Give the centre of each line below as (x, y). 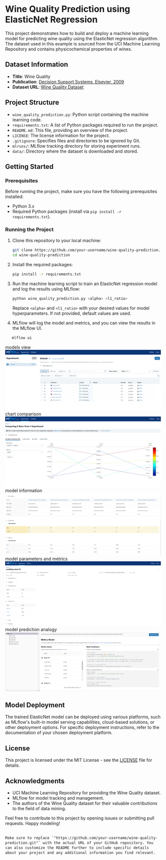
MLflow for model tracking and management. (58, 798)
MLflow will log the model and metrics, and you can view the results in (84, 323)
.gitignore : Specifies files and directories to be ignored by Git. (76, 141)
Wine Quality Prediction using (68, 9)
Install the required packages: (42, 265)
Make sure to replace (27, 838)
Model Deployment (35, 705)
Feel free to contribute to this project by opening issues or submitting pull (80, 818)
